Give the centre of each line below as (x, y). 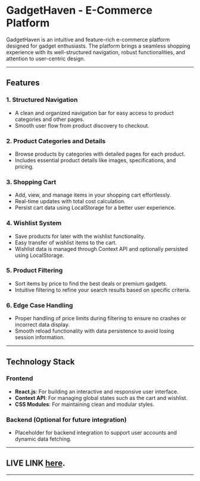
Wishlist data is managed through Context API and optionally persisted (101, 249)
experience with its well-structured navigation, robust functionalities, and (96, 52)
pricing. (24, 166)
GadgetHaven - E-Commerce (79, 10)
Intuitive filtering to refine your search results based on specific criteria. (102, 290)
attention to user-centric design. (46, 58)
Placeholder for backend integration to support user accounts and (96, 433)
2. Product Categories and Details (56, 141)
